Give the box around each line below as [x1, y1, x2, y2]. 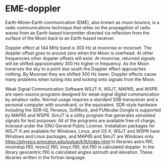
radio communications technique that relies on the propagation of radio [5, 24, 151, 30]
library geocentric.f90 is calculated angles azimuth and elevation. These [5, 149, 153, 155]
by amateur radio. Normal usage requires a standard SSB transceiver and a [5, 96, 159, 102]
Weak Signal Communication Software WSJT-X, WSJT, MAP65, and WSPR [5, 86, 158, 92]
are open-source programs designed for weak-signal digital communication [5, 91, 160, 97]
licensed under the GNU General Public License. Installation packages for [5, 122, 155, 129]
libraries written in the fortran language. [5, 154, 86, 160]
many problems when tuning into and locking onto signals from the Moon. [5, 76, 156, 82]
